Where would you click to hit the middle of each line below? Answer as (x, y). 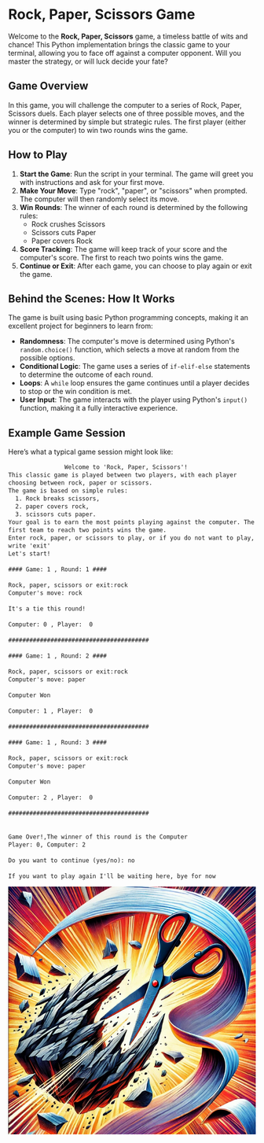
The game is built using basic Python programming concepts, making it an (128, 318)
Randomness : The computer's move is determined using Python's (127, 341)
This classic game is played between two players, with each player (123, 475)
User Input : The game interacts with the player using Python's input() (134, 400)
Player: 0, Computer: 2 (47, 845)
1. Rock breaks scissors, (58, 499)
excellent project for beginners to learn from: (81, 326)
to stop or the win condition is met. (75, 392)
